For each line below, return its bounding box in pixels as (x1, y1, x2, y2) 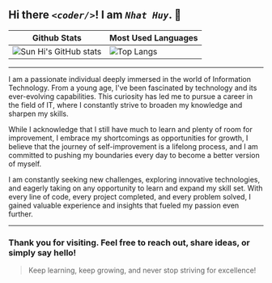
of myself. (8, 159, 42, 169)
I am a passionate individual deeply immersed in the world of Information (8, 74, 251, 84)
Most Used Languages (108, 32, 198, 43)
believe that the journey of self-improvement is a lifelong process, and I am (8, 141, 259, 151)
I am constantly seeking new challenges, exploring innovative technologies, (8, 174, 261, 184)
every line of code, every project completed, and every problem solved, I (8, 191, 251, 201)
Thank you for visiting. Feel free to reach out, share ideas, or (8, 237, 250, 248)
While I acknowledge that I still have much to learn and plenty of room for (8, 124, 253, 134)
